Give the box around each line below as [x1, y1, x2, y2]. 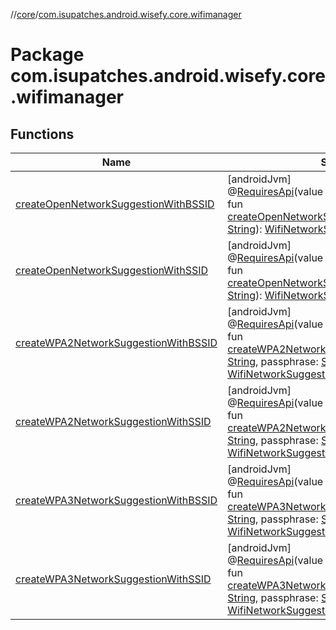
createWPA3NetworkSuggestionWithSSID [15, 572, 212, 586]
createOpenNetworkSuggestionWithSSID [15, 264, 209, 277]
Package [10, 44, 85, 66]
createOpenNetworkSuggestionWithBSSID [15, 197, 215, 211]
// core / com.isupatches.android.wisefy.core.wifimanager [10, 9, 242, 20]
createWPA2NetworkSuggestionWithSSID [15, 415, 212, 428]
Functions [10, 125, 75, 143]
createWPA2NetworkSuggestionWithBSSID [15, 336, 218, 349]
